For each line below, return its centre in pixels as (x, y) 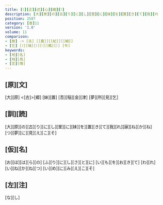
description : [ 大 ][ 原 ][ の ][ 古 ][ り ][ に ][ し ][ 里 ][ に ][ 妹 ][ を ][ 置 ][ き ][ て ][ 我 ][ (80, 14)
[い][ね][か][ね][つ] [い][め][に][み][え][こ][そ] (50, 168)
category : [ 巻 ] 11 (22, 23)
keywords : (15, 50)
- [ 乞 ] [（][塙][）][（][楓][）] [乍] (38, 46)
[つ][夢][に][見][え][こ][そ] (31, 133)
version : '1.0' (20, 28)
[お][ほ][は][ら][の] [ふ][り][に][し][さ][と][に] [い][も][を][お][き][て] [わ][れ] (81, 162)
